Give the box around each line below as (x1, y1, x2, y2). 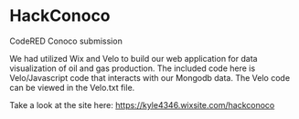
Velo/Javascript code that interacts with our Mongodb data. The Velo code (9, 72, 291, 83)
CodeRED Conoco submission (9, 35, 123, 46)
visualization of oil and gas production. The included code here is (9, 63, 256, 74)
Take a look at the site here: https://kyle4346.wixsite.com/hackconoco (9, 99, 275, 110)
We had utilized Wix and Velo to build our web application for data (9, 53, 258, 64)
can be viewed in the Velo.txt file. (9, 82, 135, 93)
